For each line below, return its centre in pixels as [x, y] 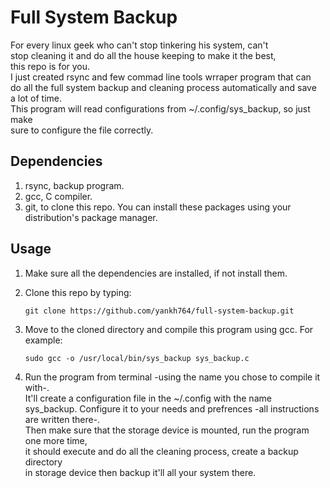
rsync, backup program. [74, 185]
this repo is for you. [50, 66]
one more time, [56, 440]
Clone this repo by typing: [78, 292]
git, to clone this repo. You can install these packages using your [158, 207]
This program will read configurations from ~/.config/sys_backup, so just [160, 108]
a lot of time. [36, 98]
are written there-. [62, 419]
